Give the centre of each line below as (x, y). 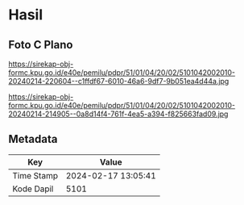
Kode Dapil (33, 189)
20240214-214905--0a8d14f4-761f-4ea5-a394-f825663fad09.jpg (118, 114)
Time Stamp (35, 175)
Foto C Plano (41, 45)
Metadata (33, 139)
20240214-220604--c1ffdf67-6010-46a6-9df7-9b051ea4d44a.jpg (119, 81)
